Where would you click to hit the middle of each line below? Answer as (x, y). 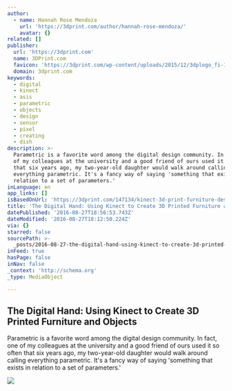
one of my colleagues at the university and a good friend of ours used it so (113, 345)
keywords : (21, 78)
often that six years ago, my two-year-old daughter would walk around (108, 353)
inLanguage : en (29, 187)
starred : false (29, 232)
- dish (23, 142)
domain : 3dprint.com (43, 71)
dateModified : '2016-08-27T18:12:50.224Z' (69, 219)
